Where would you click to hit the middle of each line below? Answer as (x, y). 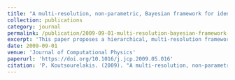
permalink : (23, 33)
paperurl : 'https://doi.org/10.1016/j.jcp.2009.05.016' (90, 59)
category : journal (34, 26)
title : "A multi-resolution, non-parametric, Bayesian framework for (111, 14)
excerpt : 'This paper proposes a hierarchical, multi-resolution (104, 40)
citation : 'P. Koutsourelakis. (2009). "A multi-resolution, (98, 65)
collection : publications (45, 20)
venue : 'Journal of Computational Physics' (72, 53)
